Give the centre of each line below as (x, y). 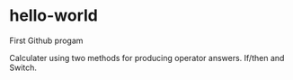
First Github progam (46, 40)
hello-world (54, 16)
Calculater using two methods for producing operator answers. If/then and (147, 58)
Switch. (23, 67)
